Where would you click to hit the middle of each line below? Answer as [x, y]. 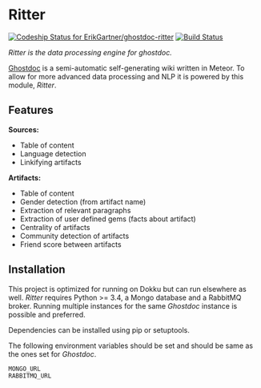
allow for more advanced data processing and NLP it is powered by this [126, 76]
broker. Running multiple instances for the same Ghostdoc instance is [123, 305]
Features [31, 110]
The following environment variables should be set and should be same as [131, 346]
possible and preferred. [47, 314]
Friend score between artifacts [70, 244]
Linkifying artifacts [50, 162]
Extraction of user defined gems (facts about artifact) [108, 219]
